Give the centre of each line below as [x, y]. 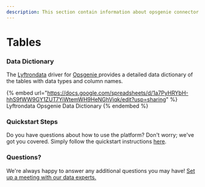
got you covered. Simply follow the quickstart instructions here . [87, 142]
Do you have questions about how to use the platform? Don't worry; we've [100, 135]
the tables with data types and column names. [65, 81]
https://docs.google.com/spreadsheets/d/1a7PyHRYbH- [118, 93]
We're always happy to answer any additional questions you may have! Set [101, 170]
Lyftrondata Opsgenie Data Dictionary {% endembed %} [77, 106]
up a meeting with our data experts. [51, 177]
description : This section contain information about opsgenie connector [103, 12]
